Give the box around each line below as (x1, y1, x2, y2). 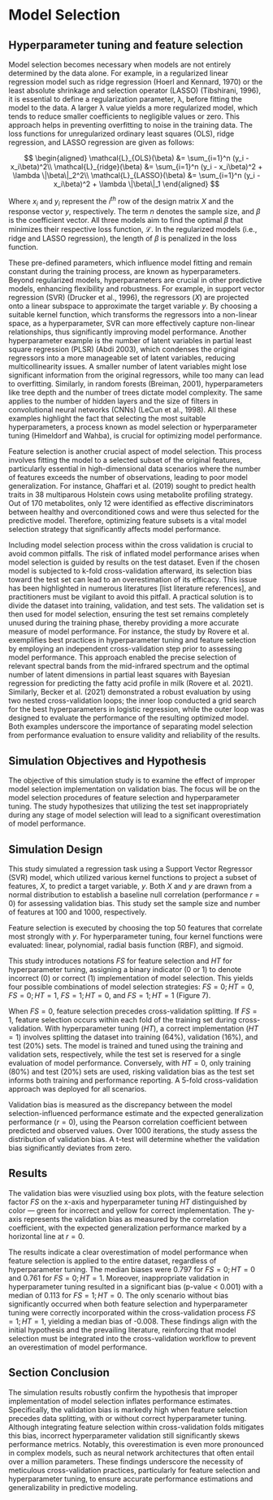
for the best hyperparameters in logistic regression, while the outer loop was (8, 704, 265, 714)
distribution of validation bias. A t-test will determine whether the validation (8, 1135, 260, 1145)
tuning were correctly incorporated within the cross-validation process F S (8, 1307, 256, 1317)
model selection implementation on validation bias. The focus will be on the (8, 784, 261, 794)
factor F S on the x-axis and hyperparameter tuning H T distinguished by (8, 1197, 248, 1206)
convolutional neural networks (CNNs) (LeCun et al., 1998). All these (8, 405, 237, 415)
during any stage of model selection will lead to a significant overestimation (8, 810, 262, 820)
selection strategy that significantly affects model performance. (8, 525, 222, 534)
